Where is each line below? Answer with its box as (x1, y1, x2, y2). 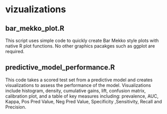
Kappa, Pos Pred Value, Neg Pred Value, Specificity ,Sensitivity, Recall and (5, 98, 162, 104)
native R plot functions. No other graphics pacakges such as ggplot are (5, 43, 155, 49)
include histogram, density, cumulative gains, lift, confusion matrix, (5, 87, 146, 94)
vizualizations (5, 4, 66, 15)
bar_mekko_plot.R (5, 24, 65, 33)
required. (5, 49, 25, 54)
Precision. (5, 104, 27, 110)
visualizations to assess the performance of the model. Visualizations (5, 82, 151, 88)
